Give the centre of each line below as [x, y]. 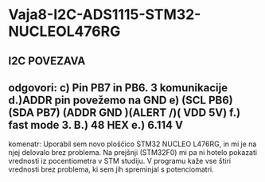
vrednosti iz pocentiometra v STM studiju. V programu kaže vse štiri [120, 161]
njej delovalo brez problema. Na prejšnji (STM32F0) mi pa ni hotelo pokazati [132, 153]
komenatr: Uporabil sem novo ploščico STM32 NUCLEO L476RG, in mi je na [132, 144]
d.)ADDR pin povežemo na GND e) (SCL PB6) [121, 100]
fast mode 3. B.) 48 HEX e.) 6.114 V [95, 125]
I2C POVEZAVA [47, 61]
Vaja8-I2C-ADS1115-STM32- [105, 15]
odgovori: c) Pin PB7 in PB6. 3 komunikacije [118, 88]
